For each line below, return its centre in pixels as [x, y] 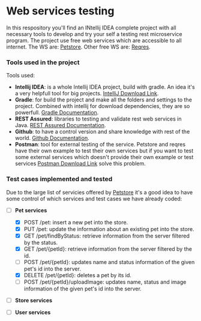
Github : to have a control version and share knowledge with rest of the [102, 132]
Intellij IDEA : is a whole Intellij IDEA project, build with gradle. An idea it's [105, 87]
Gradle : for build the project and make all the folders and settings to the [103, 100]
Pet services [31, 210]
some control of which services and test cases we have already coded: [94, 199]
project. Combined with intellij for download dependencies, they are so [102, 106]
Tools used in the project [43, 62]
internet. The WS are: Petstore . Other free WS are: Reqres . [79, 47]
